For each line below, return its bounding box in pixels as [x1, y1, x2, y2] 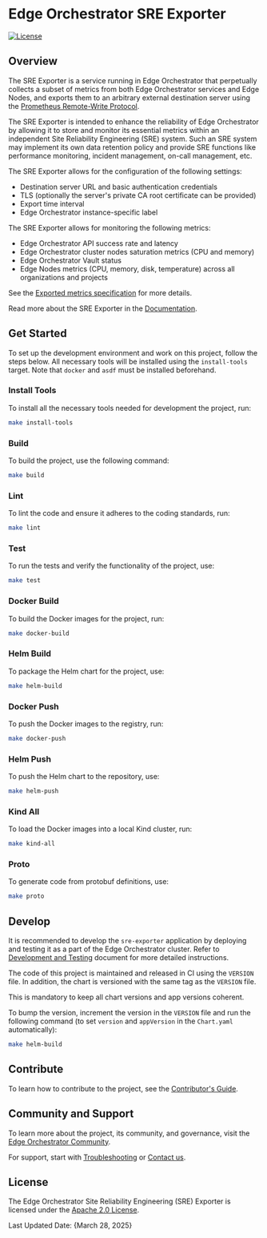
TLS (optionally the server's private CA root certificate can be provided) [19, 190, 257, 200]
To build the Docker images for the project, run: [8, 613, 165, 623]
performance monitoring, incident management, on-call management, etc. [8, 151, 253, 160]
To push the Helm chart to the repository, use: [8, 772, 160, 782]
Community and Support [8, 1107, 134, 1121]
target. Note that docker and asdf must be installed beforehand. [8, 365, 217, 375]
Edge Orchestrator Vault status [19, 255, 122, 265]
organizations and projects [19, 272, 108, 282]
